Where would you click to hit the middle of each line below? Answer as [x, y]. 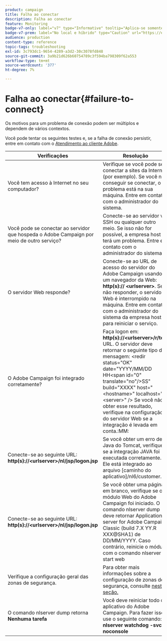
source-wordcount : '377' [31, 65]
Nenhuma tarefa [27, 619]
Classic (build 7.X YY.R [129, 528]
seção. [111, 592]
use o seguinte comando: [132, 619]
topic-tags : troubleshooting [35, 47]
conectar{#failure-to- [88, 99]
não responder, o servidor [133, 292]
